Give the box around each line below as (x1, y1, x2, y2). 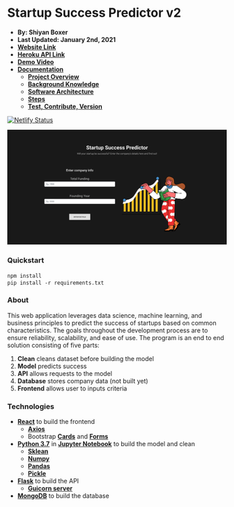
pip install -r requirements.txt (7, 279, 104, 286)
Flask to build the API (17, 477, 79, 485)
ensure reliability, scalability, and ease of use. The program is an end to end (7, 333, 224, 341)
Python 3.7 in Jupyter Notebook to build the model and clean (17, 440, 195, 448)
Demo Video (17, 57, 54, 66)
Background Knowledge (27, 80, 100, 88)
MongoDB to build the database (17, 492, 109, 500)
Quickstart (7, 256, 45, 265)
